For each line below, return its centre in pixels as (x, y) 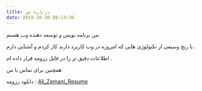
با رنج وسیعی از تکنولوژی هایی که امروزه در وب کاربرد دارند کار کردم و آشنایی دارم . (101, 46)
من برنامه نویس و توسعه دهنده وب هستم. (53, 34)
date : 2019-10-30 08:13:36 (40, 17)
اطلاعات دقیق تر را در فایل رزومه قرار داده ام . (59, 58)
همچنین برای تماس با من (34, 69)
